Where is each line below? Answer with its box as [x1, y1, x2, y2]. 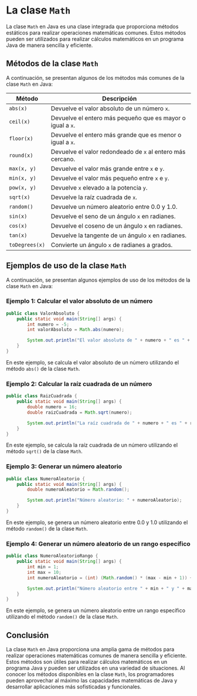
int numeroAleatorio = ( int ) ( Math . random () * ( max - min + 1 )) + [27, 575, 193, 581]
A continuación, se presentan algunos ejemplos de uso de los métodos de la [6, 276, 191, 283]
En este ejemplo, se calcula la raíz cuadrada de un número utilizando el [6, 441, 178, 449]
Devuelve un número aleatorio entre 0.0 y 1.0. [50, 202, 178, 211]
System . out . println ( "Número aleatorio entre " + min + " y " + [27, 585, 185, 592]
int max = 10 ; [27, 569, 62, 575]
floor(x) [9, 135, 33, 141]
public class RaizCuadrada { [6, 393, 77, 399]
